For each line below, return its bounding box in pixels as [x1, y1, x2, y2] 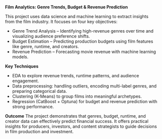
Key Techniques [5, 63, 39, 69]
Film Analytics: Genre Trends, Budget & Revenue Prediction [5, 4, 128, 10]
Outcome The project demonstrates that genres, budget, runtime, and [5, 113, 146, 119]
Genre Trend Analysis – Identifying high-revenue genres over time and [12, 28, 154, 34]
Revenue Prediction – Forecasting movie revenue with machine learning [12, 49, 156, 54]
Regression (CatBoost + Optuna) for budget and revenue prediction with [12, 99, 158, 104]
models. [12, 54, 29, 60]
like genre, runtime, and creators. [12, 44, 79, 49]
